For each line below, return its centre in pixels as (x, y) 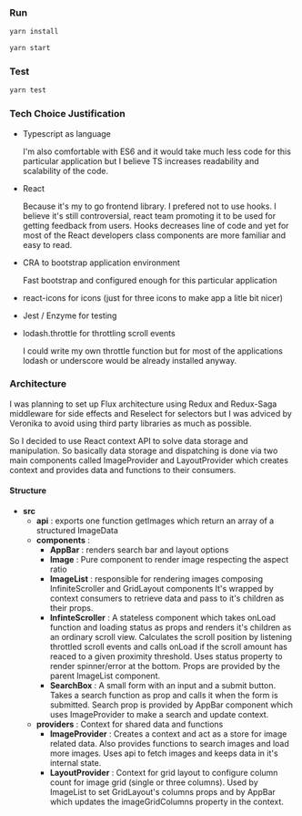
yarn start (30, 48)
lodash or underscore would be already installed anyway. (130, 360)
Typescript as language (67, 133)
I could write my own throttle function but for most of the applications (153, 351)
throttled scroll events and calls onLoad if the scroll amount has (169, 647)
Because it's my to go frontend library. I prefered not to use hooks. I (150, 206)
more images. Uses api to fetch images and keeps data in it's (164, 753)
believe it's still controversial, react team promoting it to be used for (149, 215)
